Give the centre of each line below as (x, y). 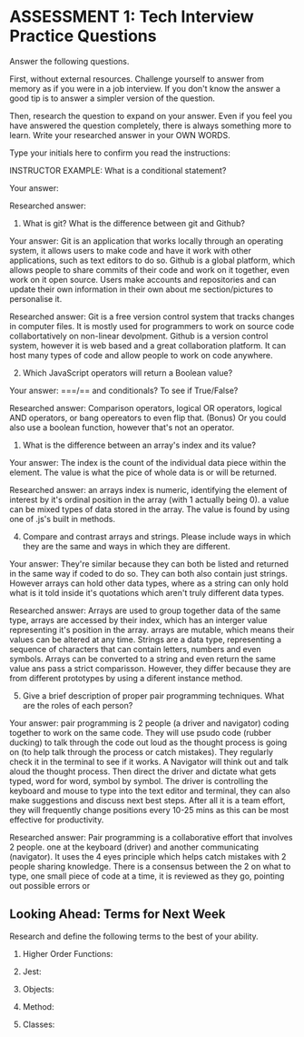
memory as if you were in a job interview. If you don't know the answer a (145, 88)
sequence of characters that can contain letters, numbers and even (135, 649)
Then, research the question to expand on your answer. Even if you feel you (151, 116)
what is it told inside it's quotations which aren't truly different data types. (147, 592)
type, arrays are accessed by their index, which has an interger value (138, 619)
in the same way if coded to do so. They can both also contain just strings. (149, 573)
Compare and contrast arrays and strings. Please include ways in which (157, 536)
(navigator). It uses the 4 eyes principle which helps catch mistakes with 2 (148, 856)
